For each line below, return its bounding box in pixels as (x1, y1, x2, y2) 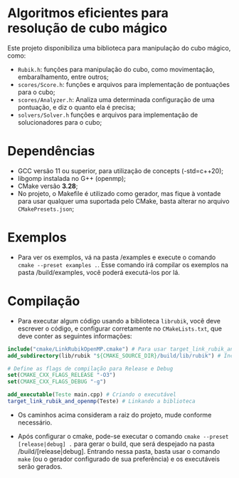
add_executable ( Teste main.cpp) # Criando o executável (7, 391, 176, 398)
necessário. (17, 418, 53, 427)
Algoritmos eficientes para (7, 5, 169, 21)
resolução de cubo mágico (7, 20, 168, 36)
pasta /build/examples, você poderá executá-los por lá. (17, 268, 180, 276)
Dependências (7, 143, 95, 160)
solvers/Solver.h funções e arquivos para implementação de (17, 110, 198, 119)
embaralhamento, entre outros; (17, 73, 109, 81)
